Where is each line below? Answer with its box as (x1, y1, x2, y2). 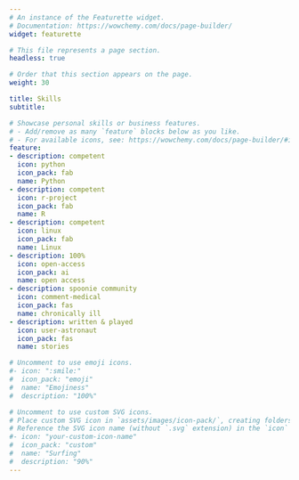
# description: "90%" (9, 457, 93, 466)
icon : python (17, 160, 66, 169)
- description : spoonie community (9, 284, 138, 294)
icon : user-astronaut (17, 326, 98, 335)
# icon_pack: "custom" (9, 441, 98, 450)
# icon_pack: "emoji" (9, 375, 93, 384)
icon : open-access (17, 259, 86, 268)
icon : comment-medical (17, 293, 101, 302)
